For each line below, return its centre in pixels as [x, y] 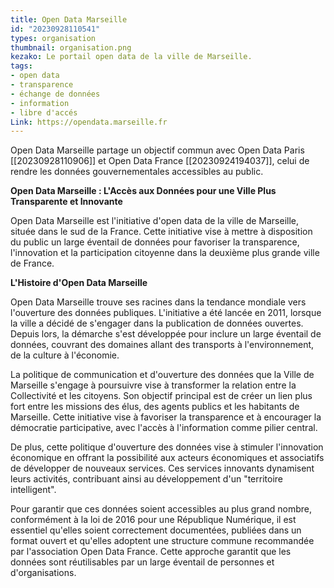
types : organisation [53, 38]
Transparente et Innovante [66, 202]
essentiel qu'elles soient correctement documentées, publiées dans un [156, 530]
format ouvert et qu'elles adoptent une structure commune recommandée [162, 541]
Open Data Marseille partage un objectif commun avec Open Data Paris [157, 150]
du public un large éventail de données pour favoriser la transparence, [155, 242]
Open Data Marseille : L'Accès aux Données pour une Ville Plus [143, 191]
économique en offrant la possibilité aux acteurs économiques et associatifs [167, 458]
